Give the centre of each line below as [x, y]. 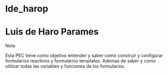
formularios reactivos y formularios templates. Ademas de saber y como [80, 61]
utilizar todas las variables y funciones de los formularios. [65, 66]
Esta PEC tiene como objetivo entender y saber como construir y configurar [84, 55]
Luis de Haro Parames [52, 32]
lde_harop [27, 9]
